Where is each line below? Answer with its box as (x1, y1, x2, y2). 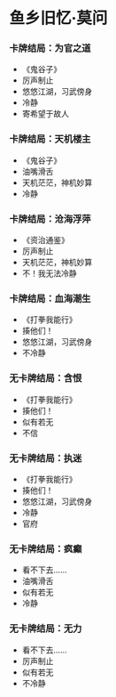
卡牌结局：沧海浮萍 (9, 213, 91, 225)
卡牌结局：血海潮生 (9, 293, 91, 304)
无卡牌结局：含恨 (9, 372, 82, 385)
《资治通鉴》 (21, 235, 69, 246)
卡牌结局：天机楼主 (9, 133, 91, 145)
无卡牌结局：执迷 (9, 451, 82, 464)
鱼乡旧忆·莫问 (9, 8, 108, 28)
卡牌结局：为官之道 (9, 42, 91, 54)
